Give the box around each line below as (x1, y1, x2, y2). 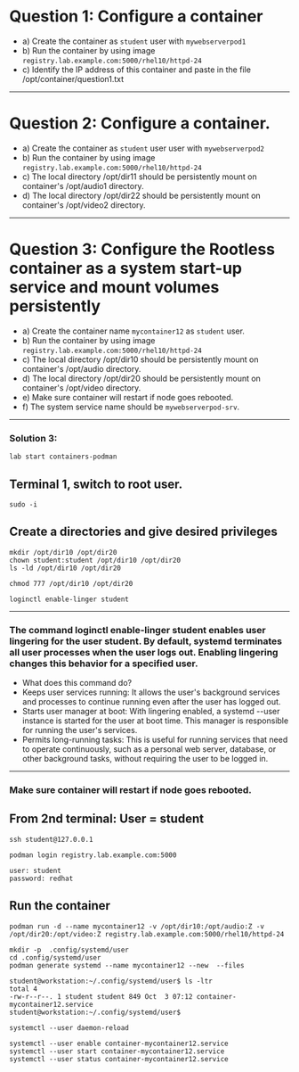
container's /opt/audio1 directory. (21, 180, 144, 191)
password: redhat (9, 874, 74, 883)
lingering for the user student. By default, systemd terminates (9, 635, 283, 647)
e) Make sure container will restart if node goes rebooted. (21, 392, 234, 402)
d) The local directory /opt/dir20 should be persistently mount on (21, 373, 261, 383)
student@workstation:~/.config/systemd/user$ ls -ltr (9, 977, 214, 985)
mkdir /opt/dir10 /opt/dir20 (9, 548, 117, 557)
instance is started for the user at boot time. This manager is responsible (21, 715, 289, 726)
